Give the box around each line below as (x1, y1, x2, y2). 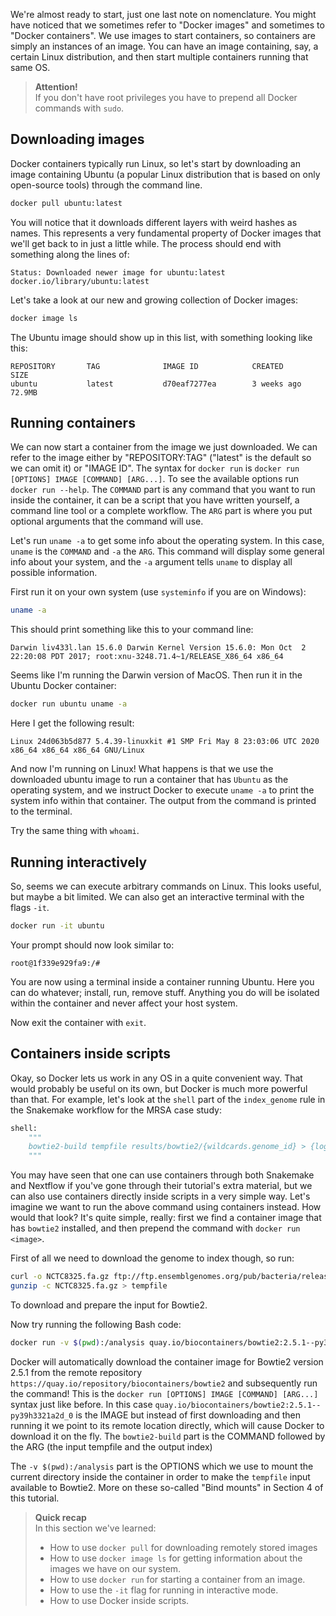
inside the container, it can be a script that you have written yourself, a (10, 494, 300, 506)
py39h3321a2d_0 (10, 1410, 74, 1421)
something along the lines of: (10, 248, 130, 260)
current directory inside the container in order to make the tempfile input (10, 1470, 311, 1483)
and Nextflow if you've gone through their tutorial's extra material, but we (10, 1180, 313, 1192)
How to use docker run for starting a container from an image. (49, 1573, 306, 1585)
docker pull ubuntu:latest (10, 198, 123, 208)
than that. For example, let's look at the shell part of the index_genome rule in (10, 1093, 326, 1105)
